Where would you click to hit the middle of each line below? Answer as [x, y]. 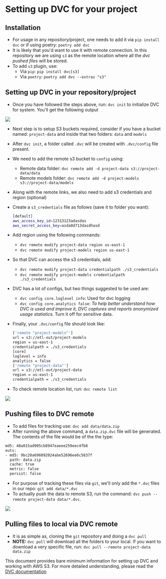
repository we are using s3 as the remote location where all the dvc [81, 55]
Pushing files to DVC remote [50, 414]
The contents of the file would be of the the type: [63, 436]
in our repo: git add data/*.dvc [45, 488]
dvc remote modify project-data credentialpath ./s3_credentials [89, 270]
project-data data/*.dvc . [55, 499]
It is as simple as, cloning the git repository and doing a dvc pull [80, 536]
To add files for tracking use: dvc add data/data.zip [66, 426]
